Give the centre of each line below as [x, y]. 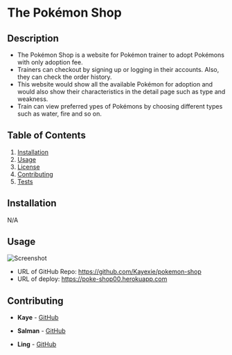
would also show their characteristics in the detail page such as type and [121, 92]
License [28, 167]
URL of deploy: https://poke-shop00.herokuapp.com [92, 279]
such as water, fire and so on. [59, 113]
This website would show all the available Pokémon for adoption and [115, 84]
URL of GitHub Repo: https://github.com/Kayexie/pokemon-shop [109, 272]
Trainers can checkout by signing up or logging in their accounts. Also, [118, 70]
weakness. [33, 99]
